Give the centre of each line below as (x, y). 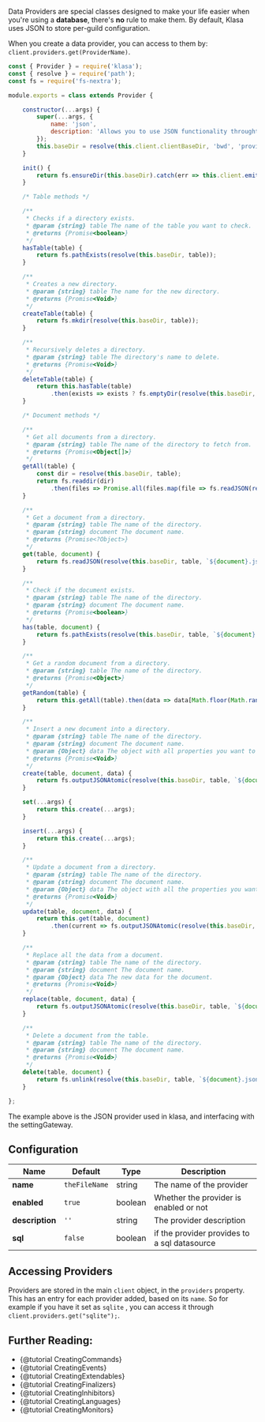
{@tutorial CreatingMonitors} (67, 1409)
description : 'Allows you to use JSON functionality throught (155, 132)
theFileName (86, 1185)
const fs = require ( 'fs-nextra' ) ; (65, 81)
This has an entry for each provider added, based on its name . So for (118, 1299)
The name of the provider (201, 1185)
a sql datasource (185, 1243)
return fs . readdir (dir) (75, 481)
